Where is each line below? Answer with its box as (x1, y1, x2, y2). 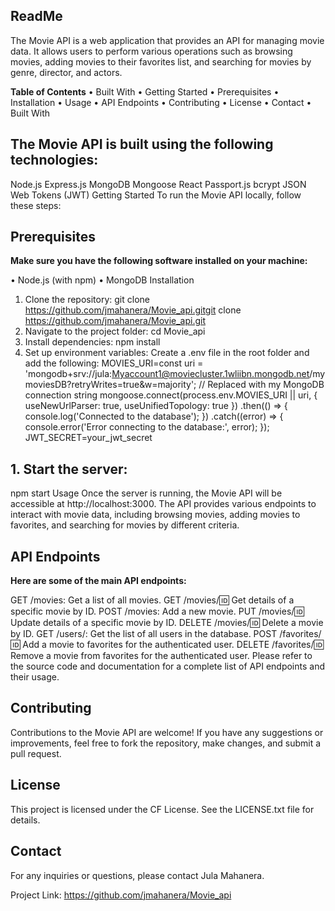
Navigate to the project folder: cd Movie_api (24, 325, 206, 338)
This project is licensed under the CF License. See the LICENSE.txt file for (10, 803, 315, 815)
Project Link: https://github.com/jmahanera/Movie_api (10, 889, 232, 901)
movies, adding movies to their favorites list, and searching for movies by (10, 55, 312, 68)
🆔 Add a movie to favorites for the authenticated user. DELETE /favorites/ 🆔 (10, 639, 324, 651)
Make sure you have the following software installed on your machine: (10, 255, 308, 267)
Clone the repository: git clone (24, 294, 150, 306)
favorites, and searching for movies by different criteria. (10, 519, 240, 531)
